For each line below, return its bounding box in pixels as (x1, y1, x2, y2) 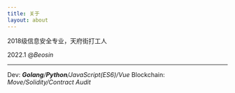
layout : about (7, 17, 49, 24)
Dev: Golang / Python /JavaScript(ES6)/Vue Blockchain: (7, 70, 166, 78)
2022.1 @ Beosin (7, 50, 54, 59)
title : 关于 (7, 10, 40, 17)
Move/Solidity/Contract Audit (7, 78, 91, 86)
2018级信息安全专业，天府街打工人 (7, 36, 107, 45)
